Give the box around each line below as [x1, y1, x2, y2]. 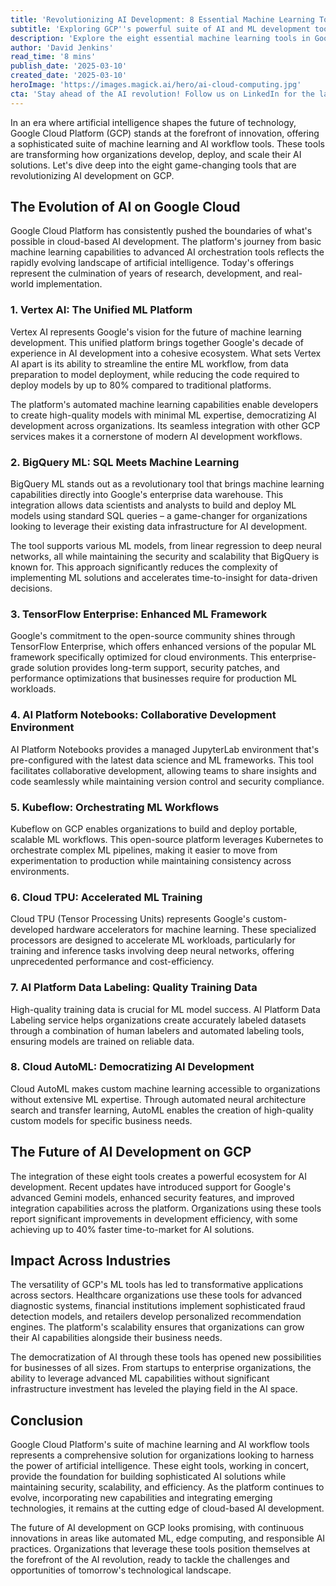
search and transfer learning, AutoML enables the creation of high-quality [10, 1104, 314, 1116]
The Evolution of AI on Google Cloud [10, 199, 241, 216]
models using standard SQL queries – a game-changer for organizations [10, 510, 308, 522]
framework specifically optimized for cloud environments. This [10, 651, 268, 663]
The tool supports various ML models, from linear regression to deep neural [10, 540, 322, 552]
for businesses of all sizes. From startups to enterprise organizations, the [10, 1362, 312, 1374]
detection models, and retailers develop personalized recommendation [10, 1311, 302, 1323]
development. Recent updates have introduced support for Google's [10, 1181, 292, 1193]
